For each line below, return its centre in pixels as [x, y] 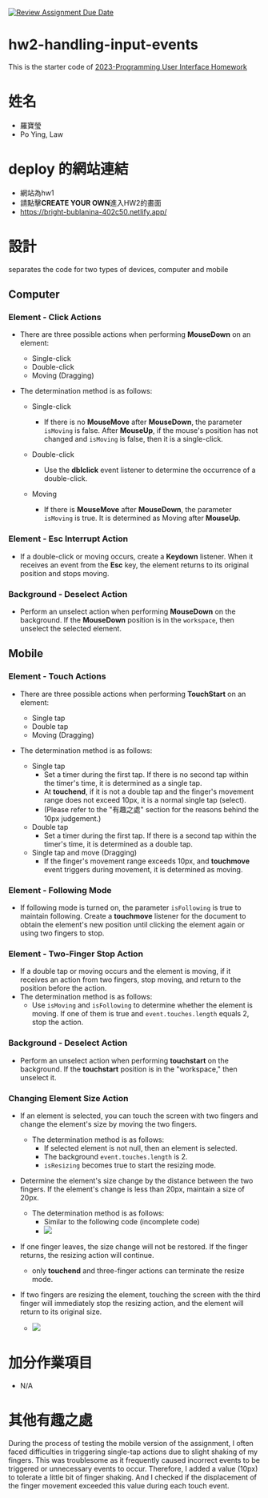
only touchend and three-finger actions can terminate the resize [138, 1270]
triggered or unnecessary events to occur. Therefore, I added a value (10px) [133, 1468]
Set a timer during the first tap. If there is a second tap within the [150, 835]
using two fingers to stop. [62, 933]
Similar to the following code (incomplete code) [122, 1221]
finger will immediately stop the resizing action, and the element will [132, 1303]
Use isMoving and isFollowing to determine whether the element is [142, 1005]
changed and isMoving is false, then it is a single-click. [134, 439]
